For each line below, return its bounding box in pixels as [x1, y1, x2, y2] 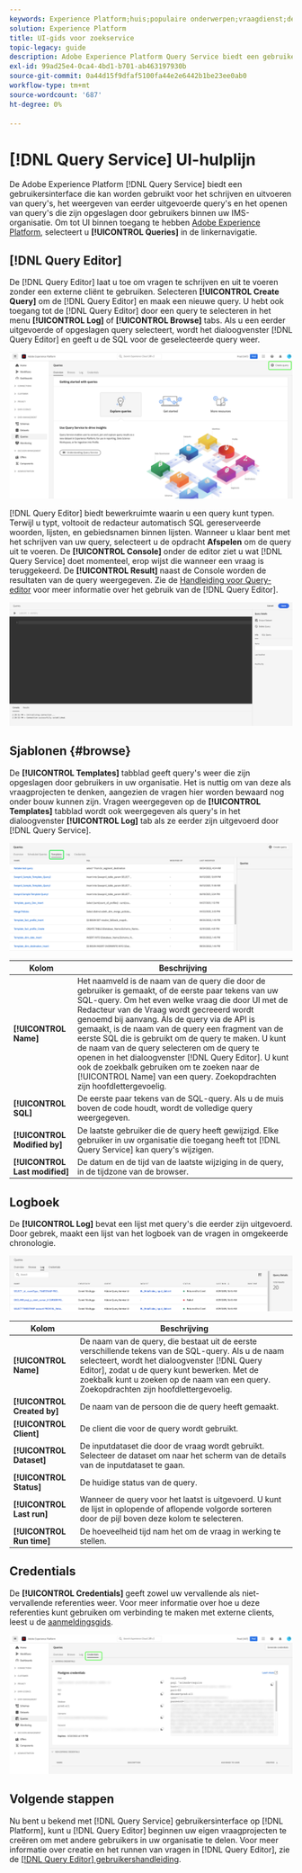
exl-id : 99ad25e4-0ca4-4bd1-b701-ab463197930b [9, 62, 187, 71]
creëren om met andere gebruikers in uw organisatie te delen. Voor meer [9, 1834, 279, 1845]
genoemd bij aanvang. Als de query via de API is [76, 1014, 256, 1025]
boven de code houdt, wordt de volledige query [76, 1103, 253, 1114]
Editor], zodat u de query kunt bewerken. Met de [79, 1365, 259, 1376]
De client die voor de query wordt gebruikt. [79, 1423, 239, 1434]
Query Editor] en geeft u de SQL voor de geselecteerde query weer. [9, 334, 261, 345]
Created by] [13, 1406, 59, 1417]
